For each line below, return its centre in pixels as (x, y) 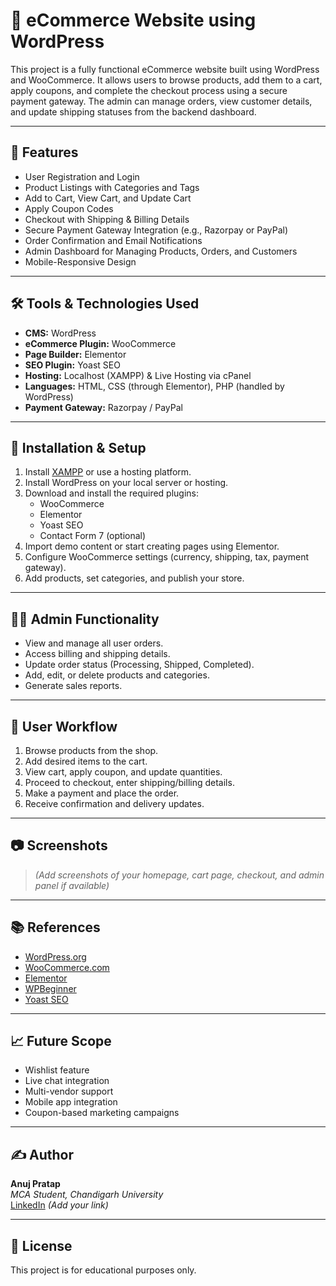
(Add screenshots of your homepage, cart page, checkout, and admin (179, 875)
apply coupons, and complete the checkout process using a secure (149, 90)
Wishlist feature (57, 1070)
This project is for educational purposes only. (103, 1270)
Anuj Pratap (35, 1184)
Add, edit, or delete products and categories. (117, 675)
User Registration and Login (82, 176)
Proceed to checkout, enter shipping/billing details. (129, 782)
